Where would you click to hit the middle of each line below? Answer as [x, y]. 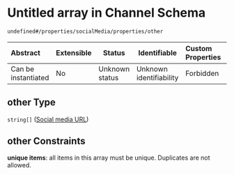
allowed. [19, 165]
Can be [23, 69]
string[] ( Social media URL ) [48, 119]
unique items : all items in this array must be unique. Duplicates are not [109, 158]
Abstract [25, 52]
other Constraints [46, 141]
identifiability [157, 77]
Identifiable [158, 52]
